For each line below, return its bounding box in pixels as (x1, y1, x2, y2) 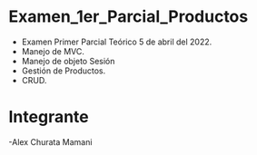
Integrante (8, 107, 90, 128)
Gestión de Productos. (21, 65, 106, 76)
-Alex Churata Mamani (8, 136, 93, 147)
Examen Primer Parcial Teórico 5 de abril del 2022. (21, 36, 213, 47)
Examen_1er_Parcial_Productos (8, 6, 249, 27)
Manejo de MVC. (21, 45, 85, 56)
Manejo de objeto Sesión (21, 55, 115, 66)
